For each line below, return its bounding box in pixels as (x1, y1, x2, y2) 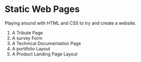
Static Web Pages (5, 3, 80, 15)
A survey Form (12, 35, 43, 41)
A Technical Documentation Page (12, 40, 81, 46)
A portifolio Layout (12, 45, 51, 51)
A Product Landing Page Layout (12, 51, 78, 57)
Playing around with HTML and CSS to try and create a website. (5, 20, 136, 26)
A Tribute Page (12, 29, 43, 35)
